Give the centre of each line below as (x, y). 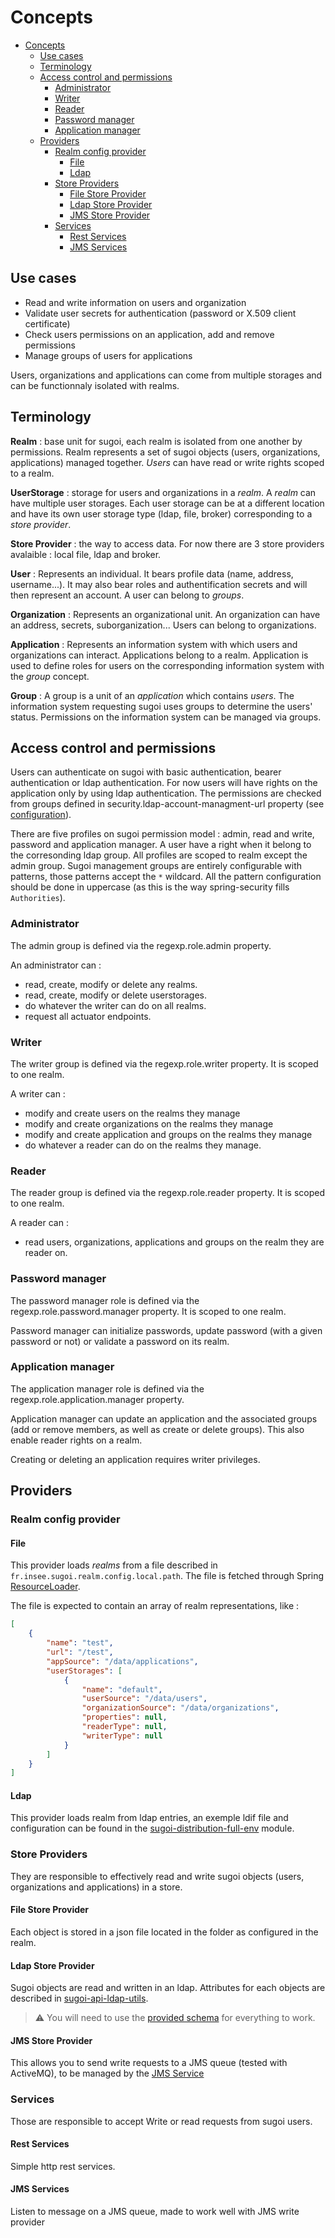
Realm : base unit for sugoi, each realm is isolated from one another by (156, 441)
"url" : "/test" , (80, 1652)
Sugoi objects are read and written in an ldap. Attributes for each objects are (168, 1988)
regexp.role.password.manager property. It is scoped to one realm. (148, 1311)
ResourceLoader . (45, 1587)
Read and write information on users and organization (135, 302)
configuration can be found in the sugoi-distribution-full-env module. (152, 1828)
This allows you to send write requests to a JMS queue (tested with (149, 2063)
